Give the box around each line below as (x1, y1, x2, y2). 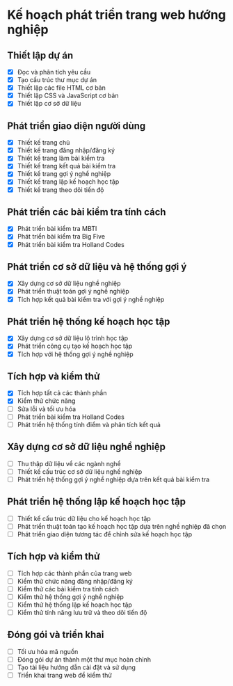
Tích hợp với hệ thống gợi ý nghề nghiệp (17, 350, 134, 358)
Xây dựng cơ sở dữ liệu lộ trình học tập (17, 334, 129, 342)
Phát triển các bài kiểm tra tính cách (7, 206, 166, 218)
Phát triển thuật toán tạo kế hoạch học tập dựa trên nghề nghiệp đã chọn (17, 522, 227, 530)
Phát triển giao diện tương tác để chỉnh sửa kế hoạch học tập (17, 529, 193, 539)
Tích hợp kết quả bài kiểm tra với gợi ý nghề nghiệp (17, 295, 165, 303)
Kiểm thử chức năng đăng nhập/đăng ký (17, 577, 134, 585)
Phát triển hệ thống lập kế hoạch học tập (7, 496, 186, 508)
